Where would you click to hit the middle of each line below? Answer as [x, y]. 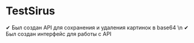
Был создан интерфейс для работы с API [59, 33]
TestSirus [30, 11]
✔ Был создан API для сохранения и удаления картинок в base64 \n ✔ [97, 27]
